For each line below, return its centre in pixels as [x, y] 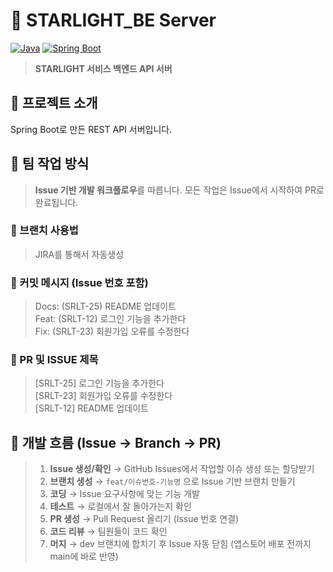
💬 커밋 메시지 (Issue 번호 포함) [79, 282]
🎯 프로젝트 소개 [54, 103]
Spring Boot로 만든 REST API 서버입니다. [91, 129]
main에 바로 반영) [84, 556]
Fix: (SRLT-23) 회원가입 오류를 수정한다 [112, 331]
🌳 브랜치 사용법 [44, 231]
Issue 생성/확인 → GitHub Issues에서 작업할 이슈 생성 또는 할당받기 [182, 469]
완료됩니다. [56, 202]
